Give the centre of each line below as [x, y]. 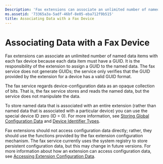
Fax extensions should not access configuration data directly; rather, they [78, 131]
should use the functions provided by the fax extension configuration [74, 136]
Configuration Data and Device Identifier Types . [53, 121]
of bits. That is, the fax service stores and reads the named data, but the [77, 91]
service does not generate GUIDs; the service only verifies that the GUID [78, 71]
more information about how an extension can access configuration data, [78, 151]
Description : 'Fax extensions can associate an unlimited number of [76, 9]
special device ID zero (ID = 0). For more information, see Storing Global [77, 116]
